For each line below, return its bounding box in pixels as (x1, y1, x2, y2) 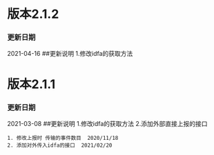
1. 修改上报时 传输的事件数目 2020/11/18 (7, 134, 119, 141)
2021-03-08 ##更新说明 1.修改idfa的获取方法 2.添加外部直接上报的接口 (7, 119, 208, 127)
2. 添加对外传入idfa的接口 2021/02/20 (7, 142, 113, 149)
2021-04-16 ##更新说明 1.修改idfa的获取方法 (7, 50, 133, 58)
